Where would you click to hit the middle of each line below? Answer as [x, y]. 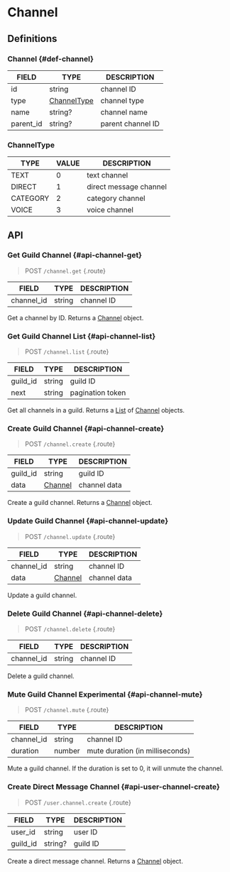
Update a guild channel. [42, 595]
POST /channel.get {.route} [65, 271]
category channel [116, 198]
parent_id [27, 124]
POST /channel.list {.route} [67, 351]
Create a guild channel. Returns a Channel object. [80, 503]
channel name [124, 112]
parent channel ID [130, 124]
